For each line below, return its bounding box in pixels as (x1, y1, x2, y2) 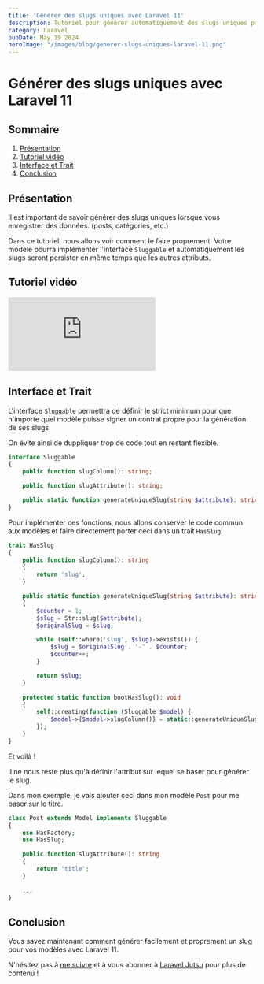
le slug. (8, 775, 32, 785)
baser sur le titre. (8, 799, 64, 808)
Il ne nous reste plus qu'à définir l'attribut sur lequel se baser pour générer (8, 767, 249, 776)
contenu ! (8, 968, 39, 978)
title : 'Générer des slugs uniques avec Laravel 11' (8, 11, 185, 20)
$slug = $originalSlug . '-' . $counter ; (49, 643, 189, 651)
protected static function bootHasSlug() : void (22, 693, 181, 701)
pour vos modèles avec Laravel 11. (8, 945, 119, 954)
